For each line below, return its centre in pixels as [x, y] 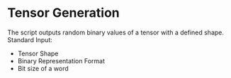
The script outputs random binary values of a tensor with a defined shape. [116, 32]
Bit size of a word [43, 68]
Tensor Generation [64, 13]
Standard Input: [30, 39]
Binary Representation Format [61, 60]
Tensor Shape [38, 53]
